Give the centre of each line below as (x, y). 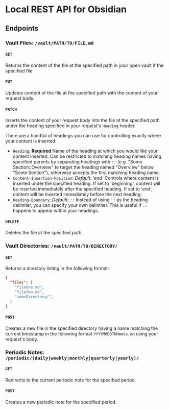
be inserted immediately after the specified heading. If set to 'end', (83, 189)
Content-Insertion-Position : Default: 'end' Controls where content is (86, 178)
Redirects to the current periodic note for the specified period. (71, 380)
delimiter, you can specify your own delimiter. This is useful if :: (80, 205)
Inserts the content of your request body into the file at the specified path (82, 120)
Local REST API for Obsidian (66, 9)
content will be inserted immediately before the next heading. (77, 195)
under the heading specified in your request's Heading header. (70, 126)
